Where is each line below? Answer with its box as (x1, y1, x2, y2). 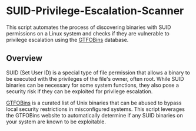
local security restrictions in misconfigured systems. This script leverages (6, 105, 185, 113)
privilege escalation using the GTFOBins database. (6, 36, 129, 43)
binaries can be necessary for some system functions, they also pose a (6, 81, 180, 89)
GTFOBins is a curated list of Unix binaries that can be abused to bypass (6, 99, 182, 106)
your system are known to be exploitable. (6, 118, 107, 125)
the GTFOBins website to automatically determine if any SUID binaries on (6, 112, 184, 119)
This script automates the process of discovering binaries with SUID (6, 24, 171, 31)
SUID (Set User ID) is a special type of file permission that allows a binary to (6, 69, 190, 76)
